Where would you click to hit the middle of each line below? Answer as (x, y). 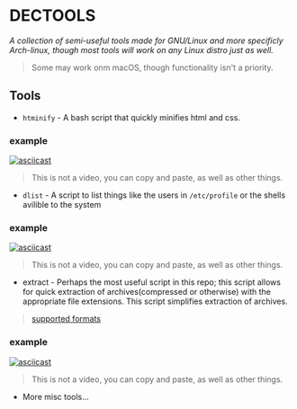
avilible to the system (62, 205)
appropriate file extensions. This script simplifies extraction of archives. (155, 301)
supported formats (66, 319)
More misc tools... (56, 396)
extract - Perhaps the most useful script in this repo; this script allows (152, 282)
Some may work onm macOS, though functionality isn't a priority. (152, 67)
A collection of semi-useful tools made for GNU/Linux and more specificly (146, 40)
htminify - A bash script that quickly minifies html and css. (131, 117)
